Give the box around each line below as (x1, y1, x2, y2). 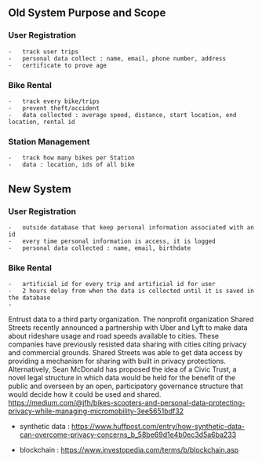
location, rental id (8, 118, 76, 126)
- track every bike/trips (8, 97, 100, 105)
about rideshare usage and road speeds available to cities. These (8, 332, 220, 341)
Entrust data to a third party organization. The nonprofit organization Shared (8, 314, 254, 324)
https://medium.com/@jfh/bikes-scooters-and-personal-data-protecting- (8, 398, 246, 408)
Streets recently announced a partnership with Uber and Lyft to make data (8, 323, 249, 332)
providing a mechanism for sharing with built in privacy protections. (8, 357, 226, 366)
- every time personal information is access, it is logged (8, 237, 216, 245)
